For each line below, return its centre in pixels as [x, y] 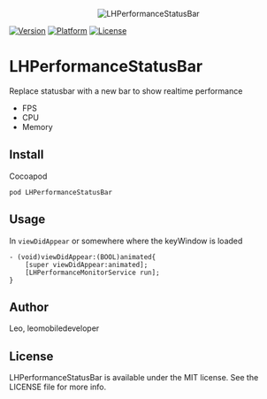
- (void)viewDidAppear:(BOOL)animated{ [83, 257]
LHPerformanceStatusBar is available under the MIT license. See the [134, 378]
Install [27, 155]
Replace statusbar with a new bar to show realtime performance [126, 91]
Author [29, 307]
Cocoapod [28, 176]
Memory [37, 127]
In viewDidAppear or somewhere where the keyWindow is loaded [126, 241]
